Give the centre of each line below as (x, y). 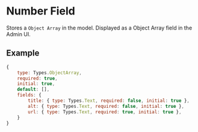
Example (23, 53)
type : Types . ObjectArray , (50, 73)
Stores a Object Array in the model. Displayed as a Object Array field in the (99, 28)
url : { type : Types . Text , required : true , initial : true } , (105, 112)
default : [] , (33, 90)
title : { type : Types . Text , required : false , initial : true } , (109, 101)
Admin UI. (19, 34)
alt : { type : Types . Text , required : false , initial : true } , (106, 106)
